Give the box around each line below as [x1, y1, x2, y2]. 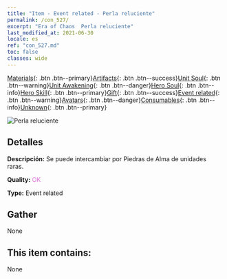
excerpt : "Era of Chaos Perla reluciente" [7, 23, 134, 30]
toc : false [7, 49, 39, 56]
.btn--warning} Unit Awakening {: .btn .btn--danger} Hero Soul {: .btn [7, 81, 197, 90]
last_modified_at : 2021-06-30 [7, 29, 94, 37]
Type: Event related [7, 189, 63, 197]
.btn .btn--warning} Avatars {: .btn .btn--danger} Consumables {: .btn [7, 96, 197, 104]
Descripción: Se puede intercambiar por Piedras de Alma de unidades [7, 154, 206, 163]
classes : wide [7, 55, 48, 62]
